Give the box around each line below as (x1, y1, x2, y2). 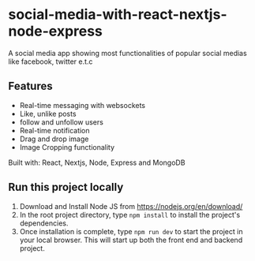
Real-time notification (19, 125, 90, 135)
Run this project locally (8, 181, 124, 194)
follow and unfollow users (19, 117, 104, 127)
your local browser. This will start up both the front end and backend (19, 235, 243, 244)
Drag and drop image (19, 134, 89, 144)
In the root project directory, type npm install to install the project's (19, 210, 241, 219)
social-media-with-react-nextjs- (8, 6, 227, 24)
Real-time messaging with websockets (19, 100, 146, 110)
